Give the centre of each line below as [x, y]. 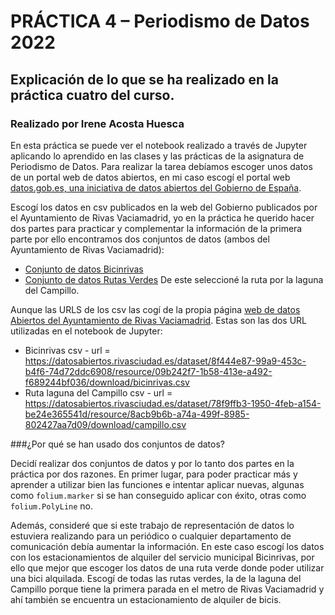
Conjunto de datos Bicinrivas [84, 269]
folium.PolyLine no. [52, 506]
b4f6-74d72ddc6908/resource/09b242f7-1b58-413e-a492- [148, 371]
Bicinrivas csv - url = [67, 350]
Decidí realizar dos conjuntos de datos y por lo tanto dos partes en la [152, 463]
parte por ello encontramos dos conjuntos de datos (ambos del [140, 239]
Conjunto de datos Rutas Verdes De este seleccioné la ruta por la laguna [174, 279]
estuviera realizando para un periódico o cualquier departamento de [151, 536]
